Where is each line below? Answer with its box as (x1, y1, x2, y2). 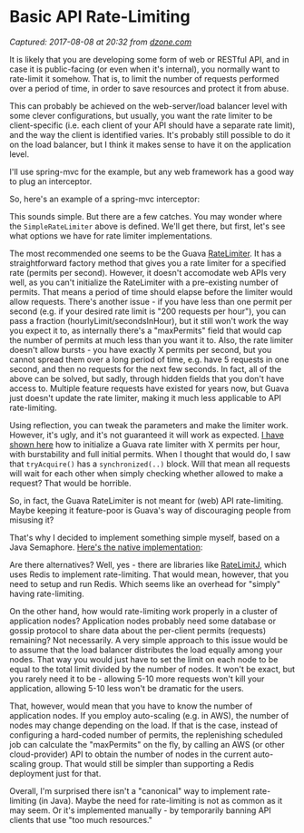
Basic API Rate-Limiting (9, 6, 191, 27)
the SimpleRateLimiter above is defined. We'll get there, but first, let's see (9, 220, 286, 231)
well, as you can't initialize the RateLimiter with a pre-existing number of (9, 277, 279, 288)
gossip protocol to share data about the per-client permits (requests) (9, 624, 267, 636)
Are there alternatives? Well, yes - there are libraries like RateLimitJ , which (9, 559, 288, 570)
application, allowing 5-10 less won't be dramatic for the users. (9, 682, 245, 693)
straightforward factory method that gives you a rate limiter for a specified (9, 257, 287, 269)
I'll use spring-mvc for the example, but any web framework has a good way (9, 166, 295, 177)
